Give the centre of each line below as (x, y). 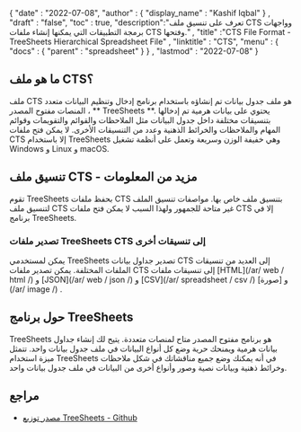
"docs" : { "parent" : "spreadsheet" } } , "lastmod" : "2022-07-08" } (134, 51)
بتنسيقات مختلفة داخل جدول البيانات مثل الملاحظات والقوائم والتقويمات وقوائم (140, 119)
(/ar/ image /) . (36, 289)
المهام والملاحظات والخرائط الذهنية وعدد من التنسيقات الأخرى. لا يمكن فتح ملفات (145, 129)
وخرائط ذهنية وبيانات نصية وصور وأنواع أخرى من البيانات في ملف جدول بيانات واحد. (148, 367)
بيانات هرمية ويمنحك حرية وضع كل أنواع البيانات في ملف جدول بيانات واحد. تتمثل (144, 348)
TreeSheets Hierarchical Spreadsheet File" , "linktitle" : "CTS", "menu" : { (144, 41)
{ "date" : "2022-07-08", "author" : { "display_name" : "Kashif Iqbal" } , (140, 13)
